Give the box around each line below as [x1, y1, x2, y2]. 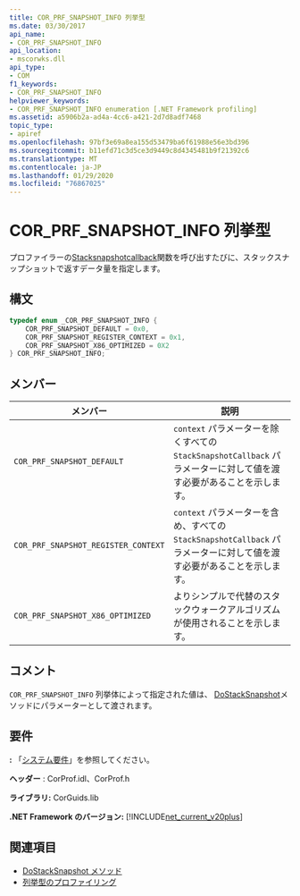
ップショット [9, 263, 56, 274]
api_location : [9, 46, 62, 55]
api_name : [9, 30, 46, 38]
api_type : [9, 63, 46, 72]
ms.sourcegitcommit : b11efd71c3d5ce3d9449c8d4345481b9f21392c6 [9, 146, 250, 155]
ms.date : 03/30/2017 [9, 21, 87, 30]
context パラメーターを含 [173, 506, 279, 519]
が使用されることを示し [173, 617, 272, 630]
